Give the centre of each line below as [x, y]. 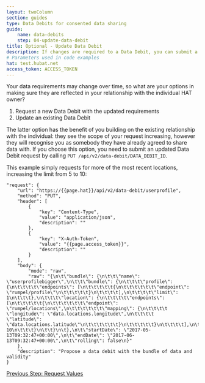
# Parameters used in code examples [53, 58]
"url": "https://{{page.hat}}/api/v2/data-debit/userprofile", [99, 191]
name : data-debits [41, 35]
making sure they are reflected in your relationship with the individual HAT [99, 93]
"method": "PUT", [39, 196]
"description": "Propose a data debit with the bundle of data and [105, 352]
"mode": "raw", [48, 271]
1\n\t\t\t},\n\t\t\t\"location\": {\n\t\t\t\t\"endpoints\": [86, 298]
